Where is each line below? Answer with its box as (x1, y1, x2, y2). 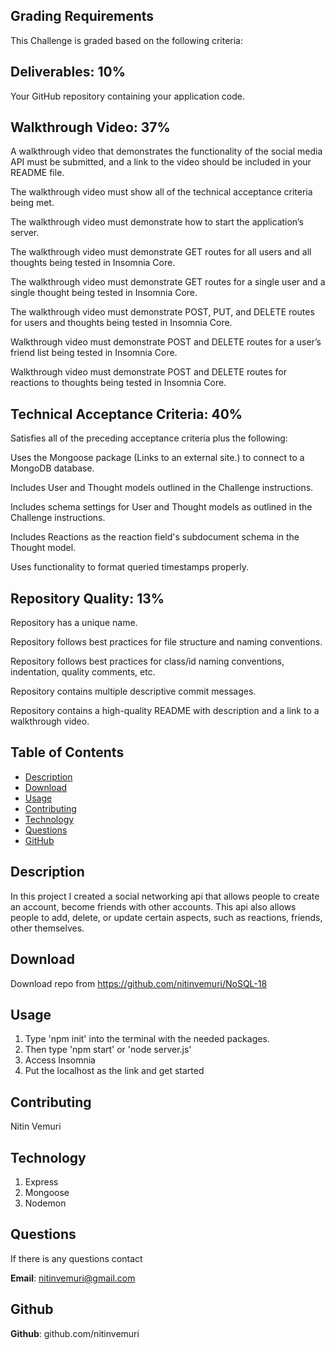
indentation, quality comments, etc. (10, 666, 156, 678)
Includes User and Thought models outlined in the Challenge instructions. (10, 482, 314, 494)
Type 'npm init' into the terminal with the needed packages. (24, 1033, 270, 1045)
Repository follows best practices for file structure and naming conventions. (10, 636, 323, 648)
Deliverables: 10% (10, 64, 126, 81)
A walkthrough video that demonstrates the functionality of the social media (10, 145, 323, 158)
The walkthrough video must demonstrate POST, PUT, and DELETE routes (10, 306, 315, 318)
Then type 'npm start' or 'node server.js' (24, 1044, 192, 1056)
